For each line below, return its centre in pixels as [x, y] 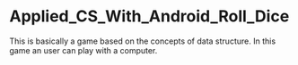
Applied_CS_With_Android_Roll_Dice [149, 16]
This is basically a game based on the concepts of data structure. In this [143, 41]
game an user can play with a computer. [83, 50]
